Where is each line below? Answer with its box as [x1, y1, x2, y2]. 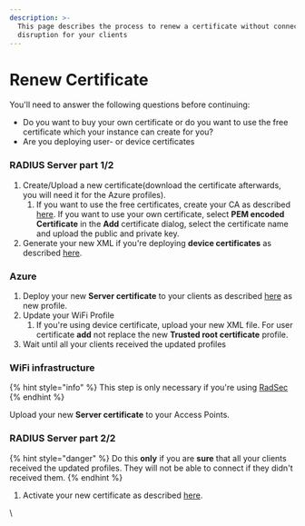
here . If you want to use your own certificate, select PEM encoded [35, 208, 285, 219]
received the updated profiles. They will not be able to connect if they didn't [9, 462, 293, 473]
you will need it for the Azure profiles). [22, 189, 166, 200]
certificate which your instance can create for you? [22, 126, 214, 137]
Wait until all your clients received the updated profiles [22, 338, 227, 350]
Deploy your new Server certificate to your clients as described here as [22, 290, 293, 301]
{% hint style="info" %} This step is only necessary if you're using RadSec [9, 382, 289, 393]
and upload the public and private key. [35, 228, 180, 239]
